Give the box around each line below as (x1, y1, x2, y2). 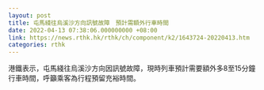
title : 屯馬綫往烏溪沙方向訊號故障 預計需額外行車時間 (8, 19, 169, 27)
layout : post (8, 11, 52, 20)
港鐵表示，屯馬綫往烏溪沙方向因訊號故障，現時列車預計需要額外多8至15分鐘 (8, 64, 256, 73)
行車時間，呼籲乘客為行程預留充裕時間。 (8, 73, 140, 83)
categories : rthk (8, 41, 66, 49)
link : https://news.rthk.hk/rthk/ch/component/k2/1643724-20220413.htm (8, 33, 250, 42)
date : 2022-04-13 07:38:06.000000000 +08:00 (8, 26, 158, 34)
